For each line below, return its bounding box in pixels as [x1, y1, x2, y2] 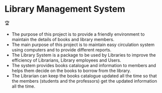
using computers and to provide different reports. [11, 46, 112, 52]
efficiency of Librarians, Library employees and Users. [11, 57, 121, 63]
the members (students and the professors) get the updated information [11, 78, 158, 84]
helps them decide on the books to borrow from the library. [11, 68, 131, 73]
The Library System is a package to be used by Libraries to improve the [11, 52, 156, 58]
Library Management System [4, 3, 125, 15]
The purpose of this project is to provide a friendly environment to [11, 31, 145, 37]
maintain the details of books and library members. [11, 36, 115, 42]
